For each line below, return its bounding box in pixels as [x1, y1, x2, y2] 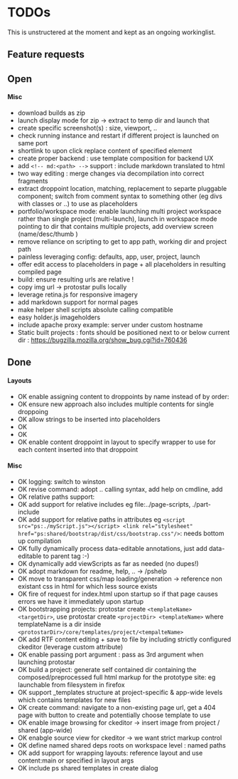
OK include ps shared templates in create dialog [17, 763, 158, 772]
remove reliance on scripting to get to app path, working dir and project [17, 237, 227, 246]
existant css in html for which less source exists [17, 582, 158, 590]
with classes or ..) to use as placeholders [17, 199, 138, 207]
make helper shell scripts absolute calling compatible [17, 305, 173, 314]
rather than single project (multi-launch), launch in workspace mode [17, 215, 217, 223]
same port [17, 138, 48, 147]
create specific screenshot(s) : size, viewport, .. [17, 123, 158, 132]
